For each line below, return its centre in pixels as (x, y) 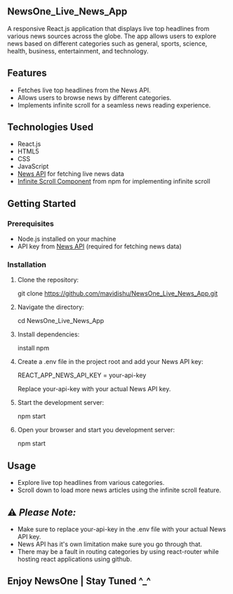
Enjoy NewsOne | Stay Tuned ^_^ (79, 581)
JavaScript (33, 166)
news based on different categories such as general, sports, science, (107, 43)
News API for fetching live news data (71, 174)
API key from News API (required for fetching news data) (100, 246)
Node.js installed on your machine (67, 239)
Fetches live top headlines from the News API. (84, 90)
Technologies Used (50, 127)
